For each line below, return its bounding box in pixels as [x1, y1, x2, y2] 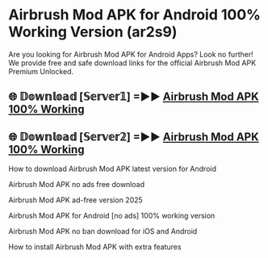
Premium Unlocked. [8, 66, 74, 76]
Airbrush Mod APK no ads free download [8, 180, 145, 189]
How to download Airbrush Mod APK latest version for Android [8, 164, 216, 174]
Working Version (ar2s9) [8, 23, 178, 41]
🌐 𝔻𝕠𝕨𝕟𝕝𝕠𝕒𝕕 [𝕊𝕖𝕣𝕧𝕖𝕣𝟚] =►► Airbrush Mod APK [8, 130, 260, 144]
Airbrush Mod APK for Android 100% [8, 6, 261, 24]
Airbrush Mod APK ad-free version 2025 [8, 195, 143, 205]
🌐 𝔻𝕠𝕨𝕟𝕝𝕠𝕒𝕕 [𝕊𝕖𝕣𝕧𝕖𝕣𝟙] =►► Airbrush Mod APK [8, 90, 260, 104]
